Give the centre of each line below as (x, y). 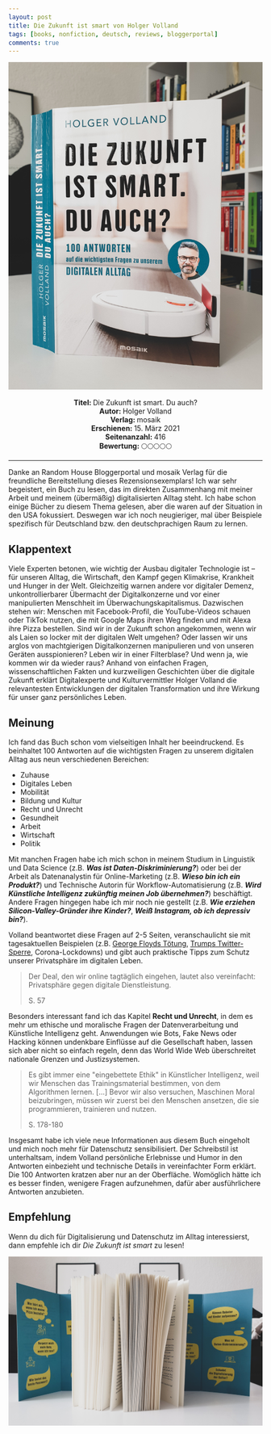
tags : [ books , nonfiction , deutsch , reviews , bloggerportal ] (113, 34)
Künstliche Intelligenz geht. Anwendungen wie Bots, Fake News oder (123, 1034)
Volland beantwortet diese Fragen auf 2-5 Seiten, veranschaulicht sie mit (129, 935)
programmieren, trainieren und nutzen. (92, 1109)
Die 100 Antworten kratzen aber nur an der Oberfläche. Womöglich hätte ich (135, 1175)
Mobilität (35, 792)
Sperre (20, 952)
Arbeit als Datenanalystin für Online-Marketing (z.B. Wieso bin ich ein (124, 877)
